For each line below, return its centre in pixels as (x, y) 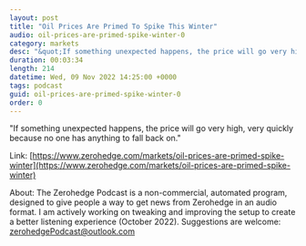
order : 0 (26, 102)
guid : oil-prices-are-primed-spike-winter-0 (95, 94)
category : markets (44, 43)
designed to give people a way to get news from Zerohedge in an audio (143, 202)
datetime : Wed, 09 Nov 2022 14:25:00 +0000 (93, 77)
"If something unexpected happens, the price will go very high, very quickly (152, 128)
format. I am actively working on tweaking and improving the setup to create (153, 212)
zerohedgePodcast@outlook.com (72, 231)
